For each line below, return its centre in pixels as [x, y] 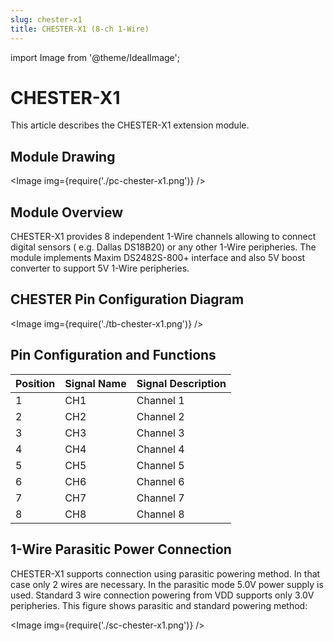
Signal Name [95, 383]
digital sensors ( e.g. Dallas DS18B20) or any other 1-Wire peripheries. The [163, 247]
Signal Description [181, 383]
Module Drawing [63, 156]
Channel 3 [160, 433]
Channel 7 [160, 498]
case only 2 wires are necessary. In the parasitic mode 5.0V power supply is [167, 584]
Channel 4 [160, 449]
